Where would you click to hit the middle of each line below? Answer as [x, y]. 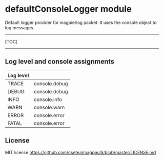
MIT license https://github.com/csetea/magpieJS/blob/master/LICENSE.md [81, 152]
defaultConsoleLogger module [68, 9]
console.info [48, 100]
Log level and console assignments [60, 62]
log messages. [20, 27]
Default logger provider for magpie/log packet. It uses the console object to [81, 22]
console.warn [49, 107]
